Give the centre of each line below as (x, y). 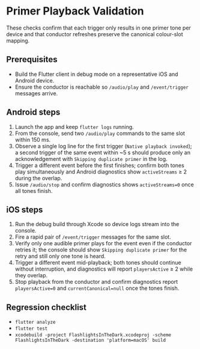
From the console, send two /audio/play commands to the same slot (100, 133)
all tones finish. (34, 190)
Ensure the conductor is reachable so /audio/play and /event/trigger (102, 87)
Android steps (33, 112)
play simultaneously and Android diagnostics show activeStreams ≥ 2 (101, 171)
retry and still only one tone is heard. (60, 256)
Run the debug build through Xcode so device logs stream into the (97, 224)
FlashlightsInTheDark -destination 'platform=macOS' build (90, 341)
